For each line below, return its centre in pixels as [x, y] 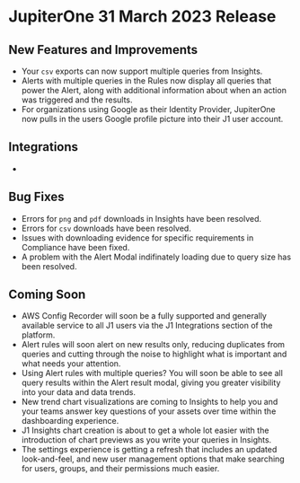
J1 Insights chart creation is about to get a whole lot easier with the [145, 430]
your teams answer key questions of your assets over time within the [149, 411]
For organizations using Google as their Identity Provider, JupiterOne [148, 109]
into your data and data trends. [79, 392]
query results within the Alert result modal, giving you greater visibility [151, 382]
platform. [38, 335]
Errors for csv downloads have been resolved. [106, 228]
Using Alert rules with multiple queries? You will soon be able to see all [152, 373]
